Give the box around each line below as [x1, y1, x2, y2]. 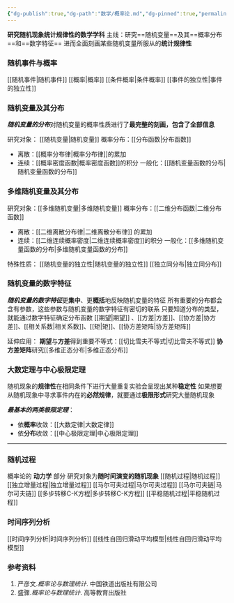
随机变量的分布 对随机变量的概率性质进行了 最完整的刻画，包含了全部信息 [7, 120, 214, 129]
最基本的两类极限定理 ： [7, 405, 75, 414]
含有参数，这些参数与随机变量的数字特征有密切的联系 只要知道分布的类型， [7, 304, 223, 313]
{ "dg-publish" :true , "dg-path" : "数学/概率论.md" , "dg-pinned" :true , [7, 10, 198, 17]
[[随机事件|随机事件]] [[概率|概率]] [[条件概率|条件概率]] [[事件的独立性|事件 [7, 75, 223, 84]
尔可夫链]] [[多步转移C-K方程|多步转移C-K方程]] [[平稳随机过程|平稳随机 [7, 489, 214, 498]
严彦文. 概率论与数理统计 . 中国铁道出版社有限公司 [17, 580, 157, 588]
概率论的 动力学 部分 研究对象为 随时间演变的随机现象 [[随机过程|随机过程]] [7, 472, 221, 480]
